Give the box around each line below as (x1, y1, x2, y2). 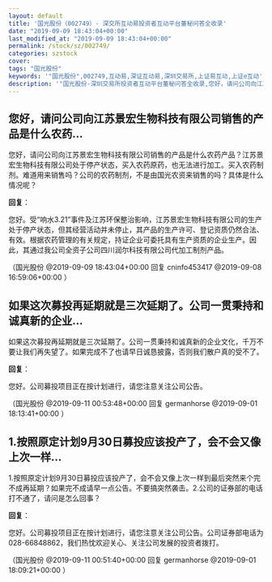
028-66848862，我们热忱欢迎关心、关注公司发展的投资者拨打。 (8, 537, 224, 547)
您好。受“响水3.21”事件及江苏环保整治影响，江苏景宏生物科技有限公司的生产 (8, 215, 262, 225)
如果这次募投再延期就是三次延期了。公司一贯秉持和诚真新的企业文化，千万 (8, 337, 257, 347)
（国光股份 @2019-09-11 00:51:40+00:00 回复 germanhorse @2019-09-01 (8, 554, 257, 564)
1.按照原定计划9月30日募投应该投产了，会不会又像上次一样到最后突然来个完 (8, 473, 261, 482)
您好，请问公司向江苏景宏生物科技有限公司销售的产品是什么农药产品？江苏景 (8, 150, 264, 160)
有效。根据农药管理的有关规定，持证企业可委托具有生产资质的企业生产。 (8, 235, 249, 245)
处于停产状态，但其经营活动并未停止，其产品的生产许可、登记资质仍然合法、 (8, 225, 264, 235)
